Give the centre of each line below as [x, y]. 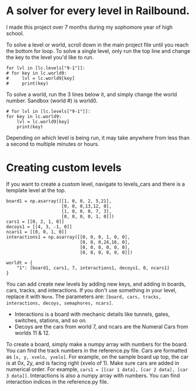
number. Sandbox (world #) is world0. [52, 101]
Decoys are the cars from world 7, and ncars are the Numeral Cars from [101, 326]
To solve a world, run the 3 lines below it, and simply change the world [92, 94]
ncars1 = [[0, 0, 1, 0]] [36, 232]
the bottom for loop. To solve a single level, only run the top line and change [98, 51]
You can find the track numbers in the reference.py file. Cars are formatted [97, 350]
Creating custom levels [64, 168]
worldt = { [19, 263]
